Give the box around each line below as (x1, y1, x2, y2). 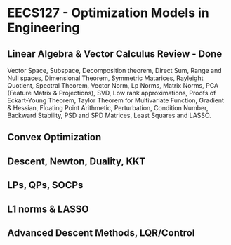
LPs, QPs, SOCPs (7, 179, 84, 191)
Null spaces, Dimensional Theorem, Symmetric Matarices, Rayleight (7, 74, 204, 82)
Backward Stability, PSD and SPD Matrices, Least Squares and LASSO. (7, 111, 212, 119)
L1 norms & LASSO (7, 203, 89, 215)
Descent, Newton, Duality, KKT (7, 155, 146, 167)
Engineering (7, 20, 80, 36)
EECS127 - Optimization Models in (7, 5, 209, 21)
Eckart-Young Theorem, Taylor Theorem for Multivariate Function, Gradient (7, 96, 225, 105)
